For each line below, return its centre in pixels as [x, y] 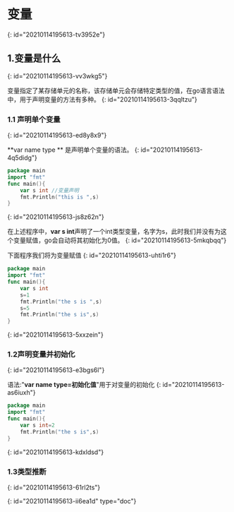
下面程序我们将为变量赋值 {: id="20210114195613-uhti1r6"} [92, 256]
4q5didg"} [22, 158]
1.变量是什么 [34, 58]
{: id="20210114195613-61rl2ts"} [54, 487]
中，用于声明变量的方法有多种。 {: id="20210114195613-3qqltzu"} [102, 99]
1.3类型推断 [27, 472]
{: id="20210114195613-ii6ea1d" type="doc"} [72, 501]
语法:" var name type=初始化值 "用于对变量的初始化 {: [84, 385]
